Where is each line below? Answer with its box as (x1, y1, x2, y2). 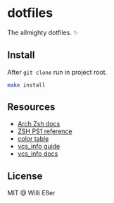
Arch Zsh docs (17, 120, 61, 128)
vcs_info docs (17, 149, 58, 158)
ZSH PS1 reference (17, 127, 72, 135)
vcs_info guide (17, 142, 61, 151)
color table (17, 135, 49, 143)
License (7, 170, 43, 182)
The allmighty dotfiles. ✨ (7, 28, 79, 37)
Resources (7, 101, 56, 113)
